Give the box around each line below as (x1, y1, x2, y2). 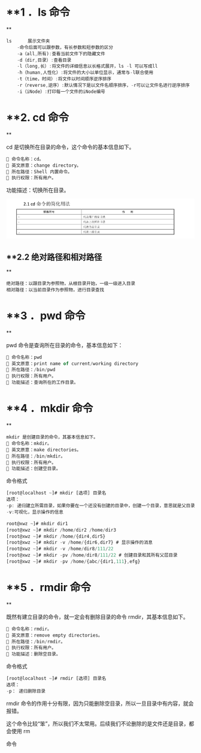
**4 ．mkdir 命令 (6, 402, 93, 415)
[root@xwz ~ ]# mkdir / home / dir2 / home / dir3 (6, 527, 117, 533)
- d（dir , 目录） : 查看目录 (17, 57, 72, 63)
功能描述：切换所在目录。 (6, 186, 69, 194)
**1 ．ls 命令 (6, 5, 71, 19)
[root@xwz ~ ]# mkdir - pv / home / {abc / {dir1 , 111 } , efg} (6, 559, 141, 565)
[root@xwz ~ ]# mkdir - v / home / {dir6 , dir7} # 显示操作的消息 (6, 540, 153, 546)
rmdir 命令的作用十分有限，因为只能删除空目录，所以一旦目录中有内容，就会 (6, 700, 194, 707)
